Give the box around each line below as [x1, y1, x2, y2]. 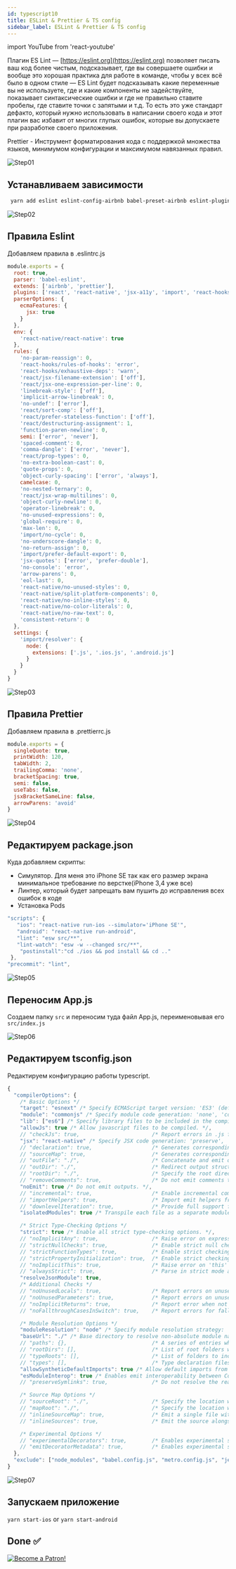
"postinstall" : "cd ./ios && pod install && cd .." [20, 947, 171, 954]
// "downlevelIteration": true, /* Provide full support [20, 1203, 225, 1210]
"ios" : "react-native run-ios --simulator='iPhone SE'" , [16, 921, 188, 928]
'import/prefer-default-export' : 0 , [20, 550, 128, 558]
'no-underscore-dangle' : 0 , [20, 538, 102, 545]
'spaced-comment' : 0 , [20, 439, 83, 447]
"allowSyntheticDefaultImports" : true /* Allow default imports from [20, 1366, 228, 1373]
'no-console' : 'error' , [20, 564, 90, 571]
